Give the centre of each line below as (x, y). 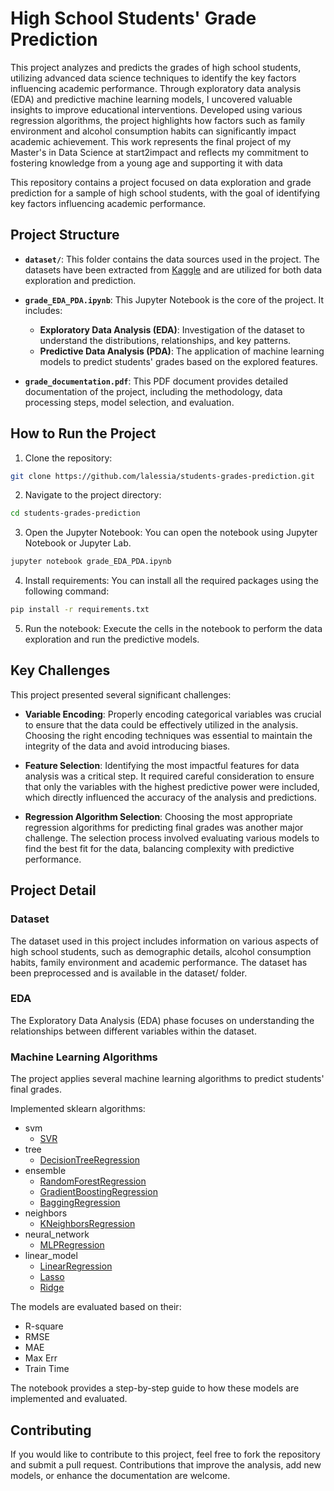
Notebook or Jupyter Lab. (78, 543)
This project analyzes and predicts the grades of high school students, (156, 67)
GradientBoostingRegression (98, 1192)
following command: (67, 591)
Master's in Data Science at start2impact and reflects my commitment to (159, 152)
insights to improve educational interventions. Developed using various (156, 109)
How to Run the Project (83, 433)
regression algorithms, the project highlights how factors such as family (158, 120)
